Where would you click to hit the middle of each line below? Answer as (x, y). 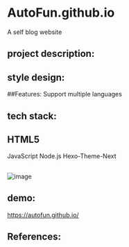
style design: (36, 77)
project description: (51, 54)
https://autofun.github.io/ (43, 215)
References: (34, 236)
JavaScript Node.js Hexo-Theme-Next (62, 156)
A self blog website (35, 32)
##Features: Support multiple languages (65, 94)
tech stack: (32, 116)
